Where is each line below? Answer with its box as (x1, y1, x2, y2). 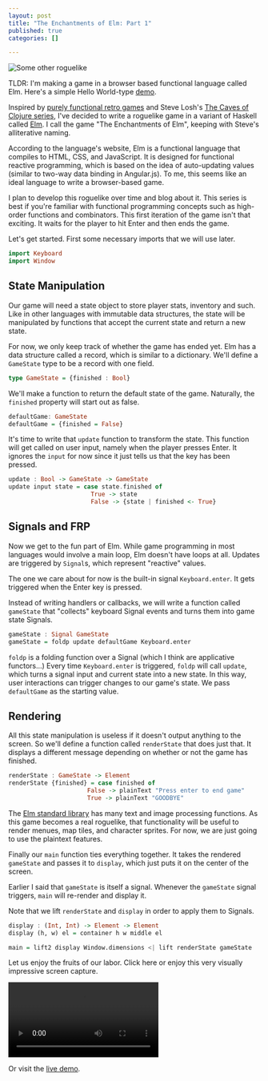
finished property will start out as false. (8, 397, 140, 407)
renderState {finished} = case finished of (8, 779, 156, 787)
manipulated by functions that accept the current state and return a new (8, 317, 246, 327)
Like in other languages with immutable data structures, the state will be (8, 309, 246, 319)
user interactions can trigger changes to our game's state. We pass (8, 677, 230, 687)
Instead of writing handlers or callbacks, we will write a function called (8, 597, 241, 607)
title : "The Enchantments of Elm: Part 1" (8, 19, 152, 27)
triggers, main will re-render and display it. (8, 890, 146, 900)
